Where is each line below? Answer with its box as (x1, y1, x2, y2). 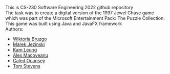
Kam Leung (12, 47, 37, 53)
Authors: (5, 26, 24, 32)
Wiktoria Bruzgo (12, 36, 47, 42)
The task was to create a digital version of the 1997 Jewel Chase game (5, 10, 155, 16)
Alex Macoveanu (12, 52, 49, 58)
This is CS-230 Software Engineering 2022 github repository (5, 5, 134, 10)
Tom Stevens (12, 63, 41, 69)
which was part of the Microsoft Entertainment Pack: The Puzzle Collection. (5, 15, 165, 21)
